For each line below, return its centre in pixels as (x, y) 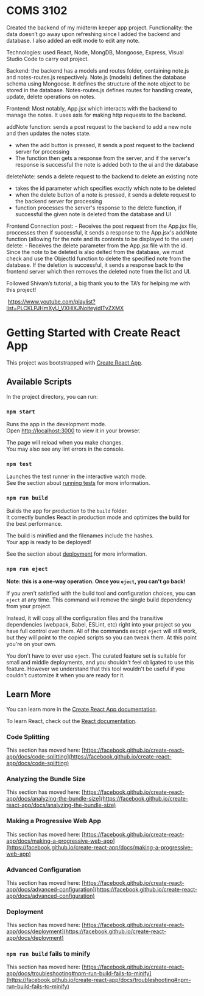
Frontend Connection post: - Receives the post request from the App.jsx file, (102, 226)
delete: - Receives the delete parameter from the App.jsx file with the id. (97, 245)
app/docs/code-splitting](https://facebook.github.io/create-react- (89, 756)
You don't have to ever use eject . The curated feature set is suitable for (96, 656)
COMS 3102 (37, 11)
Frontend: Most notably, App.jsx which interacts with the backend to (92, 108)
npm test (19, 464)
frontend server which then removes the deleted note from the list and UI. (99, 271)
